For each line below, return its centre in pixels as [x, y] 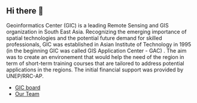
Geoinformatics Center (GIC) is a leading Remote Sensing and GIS [87, 25]
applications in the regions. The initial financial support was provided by [95, 70]
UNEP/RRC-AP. [25, 76]
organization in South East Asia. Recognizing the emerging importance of [96, 32]
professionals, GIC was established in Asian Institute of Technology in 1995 [99, 44]
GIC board [28, 88]
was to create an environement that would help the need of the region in [95, 57]
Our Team [27, 93]
